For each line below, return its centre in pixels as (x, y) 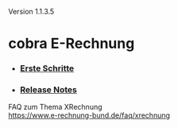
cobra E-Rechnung (72, 44)
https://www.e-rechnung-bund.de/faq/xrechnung (89, 115)
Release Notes (48, 90)
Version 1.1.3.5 (31, 12)
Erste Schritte (47, 68)
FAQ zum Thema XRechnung (55, 107)
